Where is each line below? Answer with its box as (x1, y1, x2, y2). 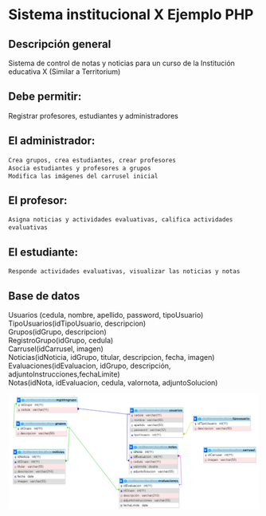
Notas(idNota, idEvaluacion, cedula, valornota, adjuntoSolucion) (8, 378, 218, 388)
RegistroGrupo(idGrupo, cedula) (8, 336, 114, 346)
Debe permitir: (8, 90, 82, 104)
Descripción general (8, 37, 111, 51)
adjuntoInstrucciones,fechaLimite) (8, 369, 120, 379)
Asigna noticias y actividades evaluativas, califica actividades (8, 216, 233, 224)
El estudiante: (8, 245, 78, 259)
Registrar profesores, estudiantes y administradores (8, 111, 179, 120)
